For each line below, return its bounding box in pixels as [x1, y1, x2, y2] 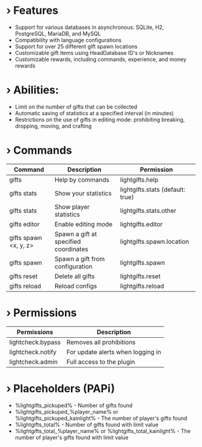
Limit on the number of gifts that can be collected [14, 103, 138, 110]
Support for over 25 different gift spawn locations [14, 43, 138, 50]
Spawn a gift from [54, 255, 105, 263]
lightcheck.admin [9, 357, 58, 366]
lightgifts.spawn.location [120, 237, 189, 246]
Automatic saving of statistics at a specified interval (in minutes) [14, 109, 174, 116]
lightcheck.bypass [9, 338, 61, 346]
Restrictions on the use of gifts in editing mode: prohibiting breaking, [14, 116, 185, 123]
